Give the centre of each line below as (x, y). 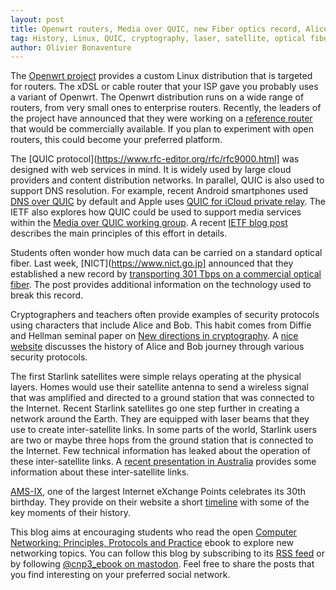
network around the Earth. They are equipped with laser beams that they (160, 419)
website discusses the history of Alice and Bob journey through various (157, 347)
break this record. (47, 295)
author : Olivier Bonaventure (71, 47)
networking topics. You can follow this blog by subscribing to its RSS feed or (167, 553)
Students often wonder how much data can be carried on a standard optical (166, 253)
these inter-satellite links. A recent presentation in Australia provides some (163, 462)
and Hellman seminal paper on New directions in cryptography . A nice (154, 336)
